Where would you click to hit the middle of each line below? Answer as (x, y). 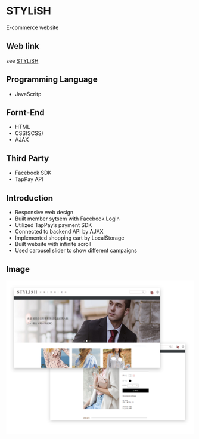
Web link (23, 46)
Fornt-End (25, 113)
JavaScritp (28, 94)
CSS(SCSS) (29, 133)
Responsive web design (44, 212)
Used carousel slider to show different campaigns (76, 250)
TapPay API (29, 179)
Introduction (30, 198)
